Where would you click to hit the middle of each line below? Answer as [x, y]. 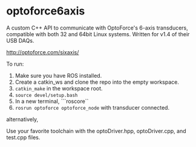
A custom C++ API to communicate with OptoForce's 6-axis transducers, [97, 28]
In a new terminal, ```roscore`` [52, 101]
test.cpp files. [23, 137]
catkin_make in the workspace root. [59, 88]
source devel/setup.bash [46, 95]
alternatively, [22, 119]
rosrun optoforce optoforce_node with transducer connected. [92, 107]
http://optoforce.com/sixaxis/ [43, 52]
